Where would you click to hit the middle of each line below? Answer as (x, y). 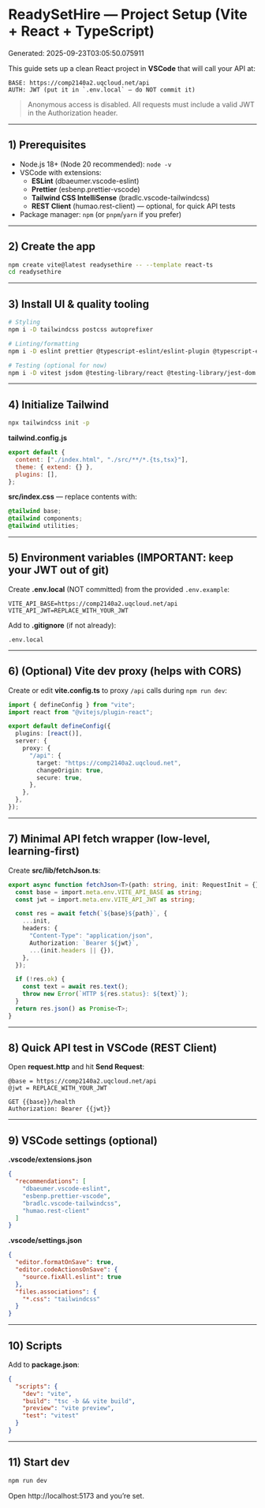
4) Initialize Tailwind (58, 404)
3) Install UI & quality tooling (79, 304)
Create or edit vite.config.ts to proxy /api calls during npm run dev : (118, 690)
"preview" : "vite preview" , (68, 1409)
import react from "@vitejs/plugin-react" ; (81, 712)
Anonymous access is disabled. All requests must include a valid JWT (141, 104)
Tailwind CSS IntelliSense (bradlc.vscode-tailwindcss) (121, 197)
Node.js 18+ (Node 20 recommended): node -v (95, 164)
